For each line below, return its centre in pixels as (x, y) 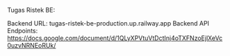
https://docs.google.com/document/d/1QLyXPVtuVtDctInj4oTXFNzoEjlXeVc (115, 38)
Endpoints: (23, 31)
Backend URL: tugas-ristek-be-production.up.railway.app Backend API (108, 23)
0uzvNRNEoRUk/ (32, 45)
